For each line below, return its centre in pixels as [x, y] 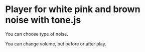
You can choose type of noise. [37, 34]
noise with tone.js [43, 20]
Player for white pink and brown [73, 9]
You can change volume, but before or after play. [56, 43]
